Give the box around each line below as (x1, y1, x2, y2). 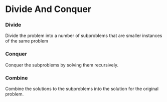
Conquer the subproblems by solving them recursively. (5, 61, 119, 68)
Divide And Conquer (5, 3, 92, 15)
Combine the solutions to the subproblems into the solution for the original (5, 86, 159, 92)
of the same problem (5, 38, 49, 44)
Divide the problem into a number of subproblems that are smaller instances (5, 32, 162, 38)
